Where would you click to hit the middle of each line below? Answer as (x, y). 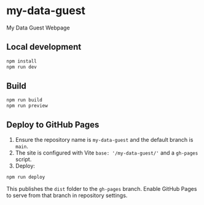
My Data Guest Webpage (38, 28)
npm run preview (27, 106)
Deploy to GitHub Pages (53, 125)
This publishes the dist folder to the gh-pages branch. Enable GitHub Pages (102, 188)
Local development (44, 47)
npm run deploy (26, 177)
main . (22, 146)
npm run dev (22, 67)
